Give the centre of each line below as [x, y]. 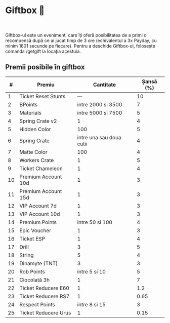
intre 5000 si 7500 [100, 112]
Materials [30, 112]
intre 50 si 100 [95, 222]
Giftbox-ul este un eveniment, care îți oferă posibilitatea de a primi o [76, 35]
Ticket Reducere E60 [45, 288]
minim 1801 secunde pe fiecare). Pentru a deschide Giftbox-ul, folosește [80, 46]
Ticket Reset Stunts [42, 96]
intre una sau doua [99, 137]
